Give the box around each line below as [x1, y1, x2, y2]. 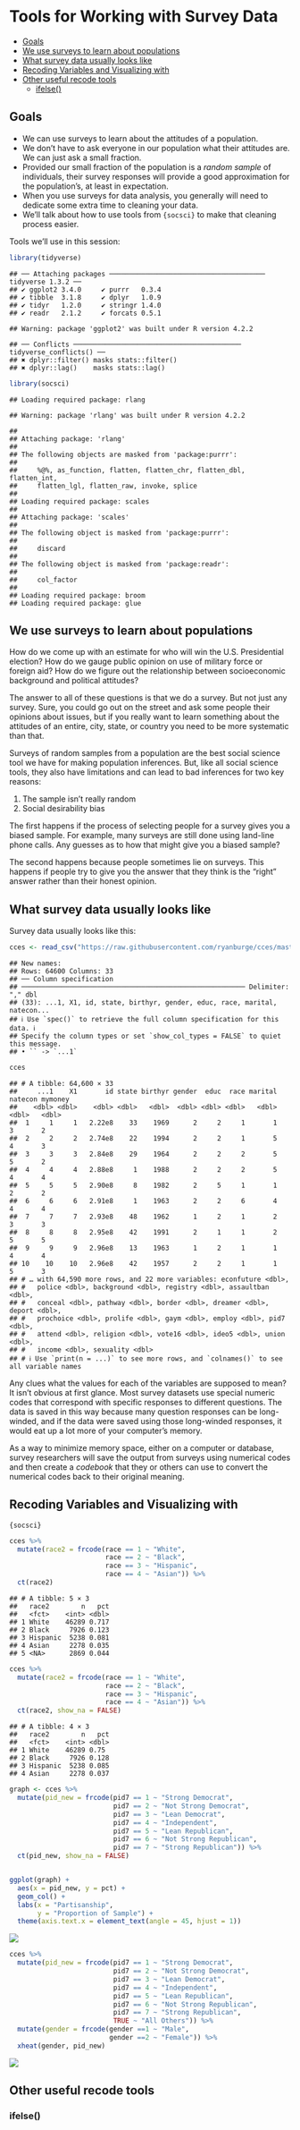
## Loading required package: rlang [9, 395, 146, 404]
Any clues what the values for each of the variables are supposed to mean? [9, 1378, 287, 1388]
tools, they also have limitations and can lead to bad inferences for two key [9, 767, 285, 777]
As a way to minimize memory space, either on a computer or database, [9, 1442, 274, 1453]
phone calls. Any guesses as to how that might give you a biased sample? [9, 839, 280, 851]
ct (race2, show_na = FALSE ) [17, 1706, 122, 1715]
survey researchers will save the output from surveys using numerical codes [9, 1452, 291, 1463]
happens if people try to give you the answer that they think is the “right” [9, 866, 277, 878]
